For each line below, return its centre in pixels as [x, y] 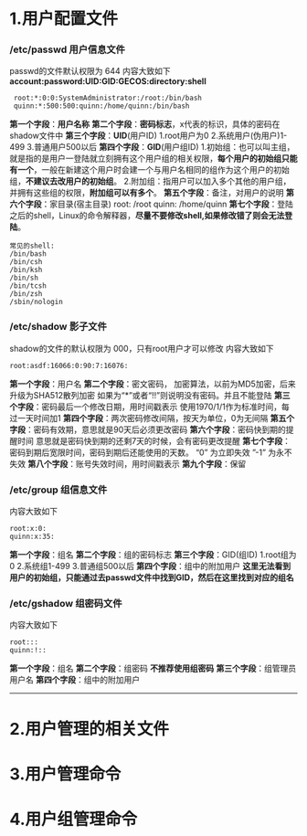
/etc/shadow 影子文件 [58, 327]
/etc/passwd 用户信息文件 [68, 49]
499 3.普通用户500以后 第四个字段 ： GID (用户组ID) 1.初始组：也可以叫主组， [152, 147]
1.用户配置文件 [64, 19]
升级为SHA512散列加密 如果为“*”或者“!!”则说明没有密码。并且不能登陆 [141, 395]
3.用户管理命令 [65, 774]
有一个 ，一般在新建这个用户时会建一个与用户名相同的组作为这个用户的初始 [149, 170]
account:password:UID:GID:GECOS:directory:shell [108, 81]
